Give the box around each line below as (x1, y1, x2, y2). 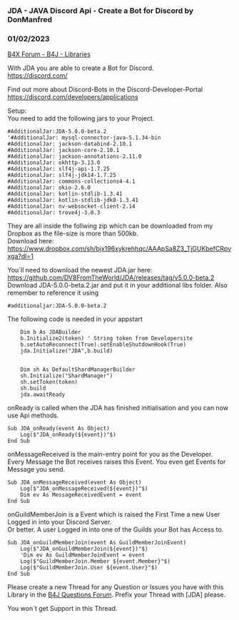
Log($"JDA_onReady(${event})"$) (20, 431, 116, 439)
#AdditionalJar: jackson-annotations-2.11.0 (7, 153, 142, 161)
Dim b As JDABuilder (20, 329, 81, 336)
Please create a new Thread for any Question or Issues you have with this (7, 583, 224, 591)
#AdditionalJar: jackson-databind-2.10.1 (7, 141, 133, 148)
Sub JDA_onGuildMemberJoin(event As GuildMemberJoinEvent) (7, 539, 187, 547)
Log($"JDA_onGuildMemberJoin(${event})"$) (20, 545, 148, 553)
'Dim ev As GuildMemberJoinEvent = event (20, 552, 145, 559)
